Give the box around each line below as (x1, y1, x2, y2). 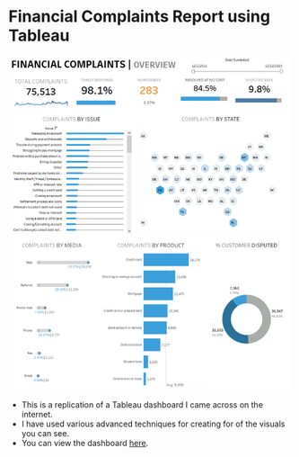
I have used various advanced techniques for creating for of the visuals (21, 418, 286, 429)
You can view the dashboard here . (21, 437, 149, 448)
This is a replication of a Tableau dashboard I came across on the (21, 399, 264, 410)
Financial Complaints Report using (8, 6, 271, 27)
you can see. (21, 427, 69, 438)
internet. (21, 408, 53, 419)
